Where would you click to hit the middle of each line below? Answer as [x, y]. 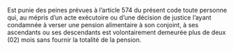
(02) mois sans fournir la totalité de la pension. [74, 40]
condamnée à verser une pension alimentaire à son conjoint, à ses [103, 25]
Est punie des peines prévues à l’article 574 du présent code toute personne [117, 10]
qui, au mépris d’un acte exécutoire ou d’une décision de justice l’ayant [109, 17]
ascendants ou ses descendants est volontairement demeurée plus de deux [117, 32]
